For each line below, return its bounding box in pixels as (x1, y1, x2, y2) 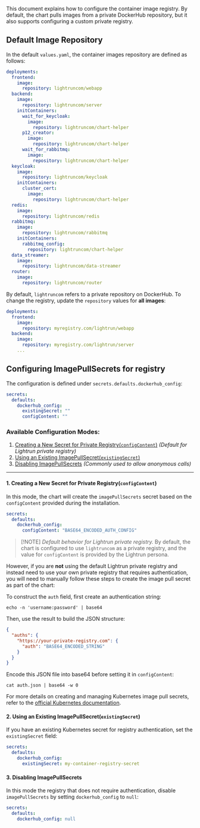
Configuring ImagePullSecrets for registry (6, 364, 165, 374)
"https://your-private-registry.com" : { (17, 637, 118, 644)
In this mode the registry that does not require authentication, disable (6, 787, 176, 794)
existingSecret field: (6, 732, 58, 740)
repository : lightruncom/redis (21, 213, 100, 219)
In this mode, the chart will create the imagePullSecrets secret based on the (6, 493, 192, 500)
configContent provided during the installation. (6, 499, 120, 507)
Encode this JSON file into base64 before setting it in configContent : (6, 671, 174, 678)
